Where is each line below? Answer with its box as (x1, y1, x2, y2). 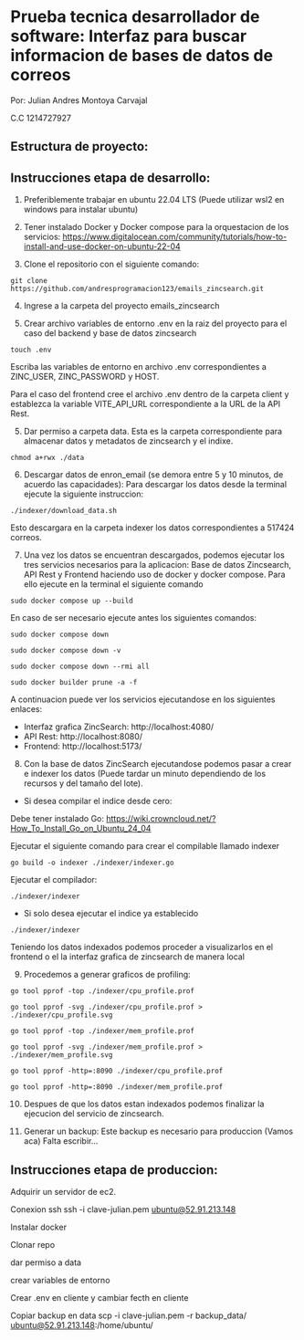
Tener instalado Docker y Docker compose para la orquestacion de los (23, 222, 289, 233)
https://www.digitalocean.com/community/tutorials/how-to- (62, 231, 288, 243)
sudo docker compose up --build (10, 596, 133, 606)
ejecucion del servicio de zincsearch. (23, 1108, 164, 1119)
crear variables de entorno (10, 1274, 110, 1285)
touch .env (10, 345, 52, 355)
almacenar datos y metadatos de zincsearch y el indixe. (23, 435, 234, 446)
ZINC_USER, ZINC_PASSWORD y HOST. (10, 372, 160, 382)
